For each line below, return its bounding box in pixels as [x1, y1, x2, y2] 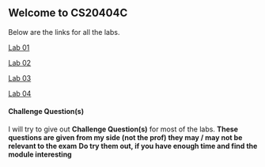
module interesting [8, 150, 73, 159]
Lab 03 [8, 73, 32, 82]
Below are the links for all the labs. [8, 27, 120, 36]
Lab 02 [8, 58, 32, 67]
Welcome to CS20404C [8, 6, 128, 20]
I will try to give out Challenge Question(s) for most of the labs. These [8, 124, 239, 134]
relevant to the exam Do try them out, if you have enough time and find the [8, 142, 258, 151]
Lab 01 [8, 43, 30, 52]
